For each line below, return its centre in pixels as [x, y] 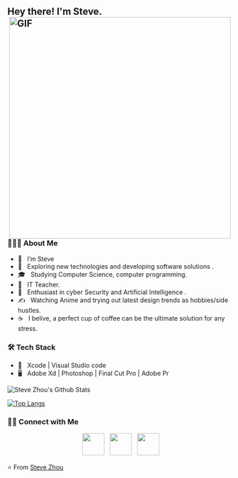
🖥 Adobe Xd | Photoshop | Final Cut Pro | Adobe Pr [93, 373]
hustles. [29, 310]
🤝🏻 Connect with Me [43, 421]
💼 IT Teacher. [39, 284]
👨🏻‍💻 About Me [33, 243]
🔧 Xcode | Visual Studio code [62, 365]
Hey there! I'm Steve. [55, 12]
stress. [27, 328]
